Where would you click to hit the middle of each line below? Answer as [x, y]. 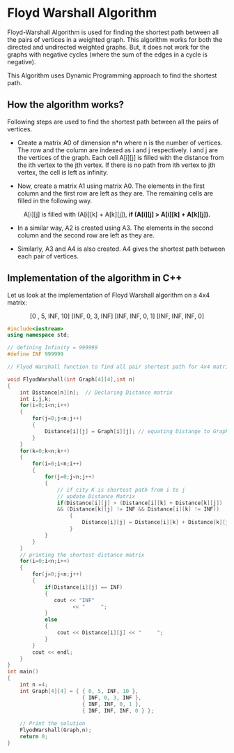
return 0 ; [34, 737]
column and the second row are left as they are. [86, 235]
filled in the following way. [55, 200]
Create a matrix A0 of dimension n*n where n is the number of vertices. [120, 142]
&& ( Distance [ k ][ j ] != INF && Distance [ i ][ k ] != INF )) [138, 509]
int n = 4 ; [34, 685]
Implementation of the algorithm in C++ [95, 278]
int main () [23, 672]
